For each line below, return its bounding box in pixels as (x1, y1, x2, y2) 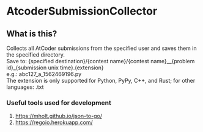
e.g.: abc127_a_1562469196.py (6, 71, 81, 77)
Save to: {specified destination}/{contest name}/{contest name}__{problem (6, 58, 195, 64)
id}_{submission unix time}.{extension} (6, 64, 104, 71)
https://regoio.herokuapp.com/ (15, 119, 93, 126)
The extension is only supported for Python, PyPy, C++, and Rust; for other (6, 77, 196, 84)
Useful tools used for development (6, 99, 111, 107)
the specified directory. (6, 51, 65, 58)
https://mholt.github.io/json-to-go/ (15, 113, 103, 120)
